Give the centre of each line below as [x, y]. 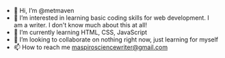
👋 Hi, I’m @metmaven [44, 11]
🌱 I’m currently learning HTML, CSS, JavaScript [80, 32]
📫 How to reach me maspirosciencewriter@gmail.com [91, 47]
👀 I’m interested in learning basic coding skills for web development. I [111, 18]
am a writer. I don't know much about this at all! [80, 25]
